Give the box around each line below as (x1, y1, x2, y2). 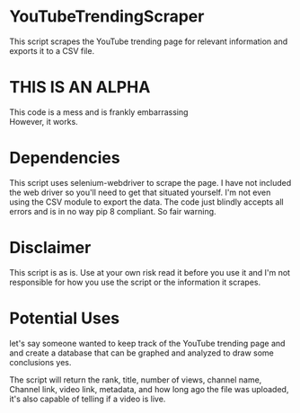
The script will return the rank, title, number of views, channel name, (9, 374, 262, 385)
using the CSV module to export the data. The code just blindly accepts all (9, 196, 285, 207)
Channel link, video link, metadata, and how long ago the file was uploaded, (9, 383, 289, 394)
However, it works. (9, 116, 78, 127)
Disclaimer (9, 238, 92, 258)
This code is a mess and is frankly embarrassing (9, 106, 189, 118)
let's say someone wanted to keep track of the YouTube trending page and (9, 338, 286, 348)
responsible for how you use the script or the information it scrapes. (9, 277, 261, 287)
